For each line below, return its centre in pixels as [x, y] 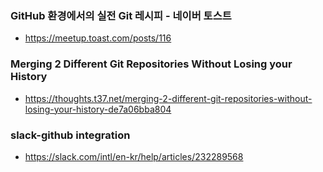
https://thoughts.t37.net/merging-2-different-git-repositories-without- [168, 98]
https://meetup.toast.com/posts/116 [98, 38]
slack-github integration [70, 135]
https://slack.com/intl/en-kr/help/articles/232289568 [134, 156]
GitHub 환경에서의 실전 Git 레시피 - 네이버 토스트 [121, 15]
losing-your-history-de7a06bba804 [98, 109]
